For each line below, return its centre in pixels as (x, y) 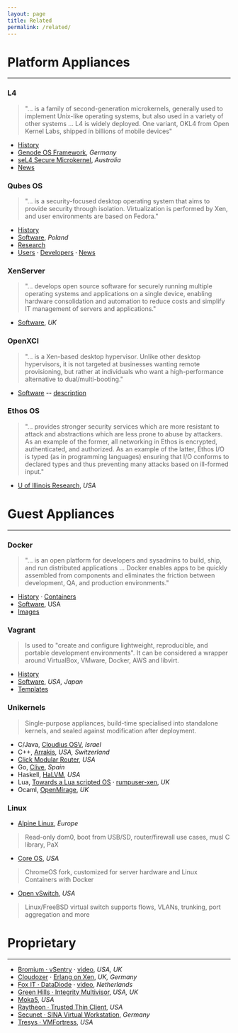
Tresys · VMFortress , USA (55, 1022)
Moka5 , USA (36, 999)
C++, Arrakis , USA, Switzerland (63, 752)
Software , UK (37, 322)
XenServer (26, 271)
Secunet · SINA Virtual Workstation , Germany (84, 1015)
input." (34, 471)
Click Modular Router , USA (56, 760)
